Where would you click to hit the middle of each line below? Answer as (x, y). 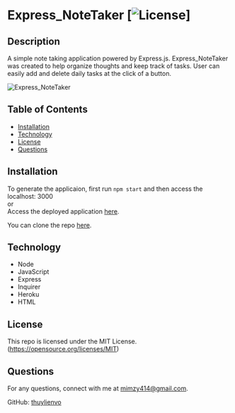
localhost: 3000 (30, 196)
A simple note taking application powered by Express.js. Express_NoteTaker (118, 58)
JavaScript (33, 272)
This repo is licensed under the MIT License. (72, 341)
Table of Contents (48, 110)
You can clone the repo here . (50, 225)
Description (34, 42)
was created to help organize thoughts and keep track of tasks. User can (114, 66)
